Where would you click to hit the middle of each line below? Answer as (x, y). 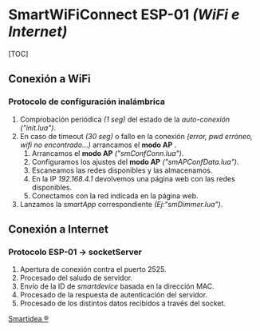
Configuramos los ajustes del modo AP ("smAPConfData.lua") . (135, 162)
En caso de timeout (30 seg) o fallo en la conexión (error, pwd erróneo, (136, 136)
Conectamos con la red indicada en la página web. (115, 195)
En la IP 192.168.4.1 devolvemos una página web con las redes (133, 178)
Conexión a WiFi (50, 79)
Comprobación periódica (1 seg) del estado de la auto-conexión (125, 119)
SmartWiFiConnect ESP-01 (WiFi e (124, 15)
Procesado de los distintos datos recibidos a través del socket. (122, 303)
